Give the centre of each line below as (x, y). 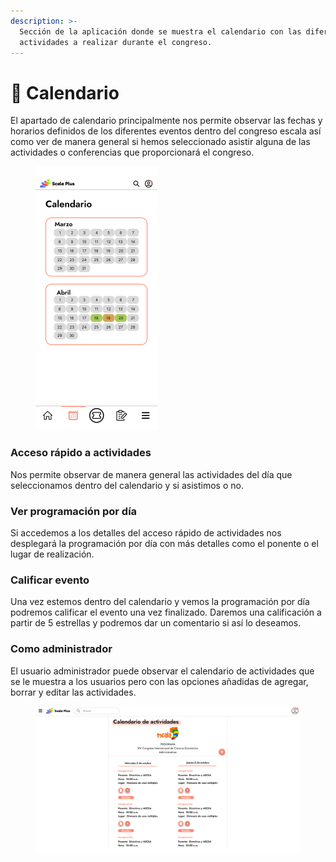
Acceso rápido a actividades (81, 453)
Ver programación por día (74, 511)
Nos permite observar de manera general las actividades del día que (151, 474)
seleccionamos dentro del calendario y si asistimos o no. (127, 485)
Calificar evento (50, 580)
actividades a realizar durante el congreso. (116, 42)
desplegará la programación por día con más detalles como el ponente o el (164, 543)
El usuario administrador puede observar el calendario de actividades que (162, 671)
